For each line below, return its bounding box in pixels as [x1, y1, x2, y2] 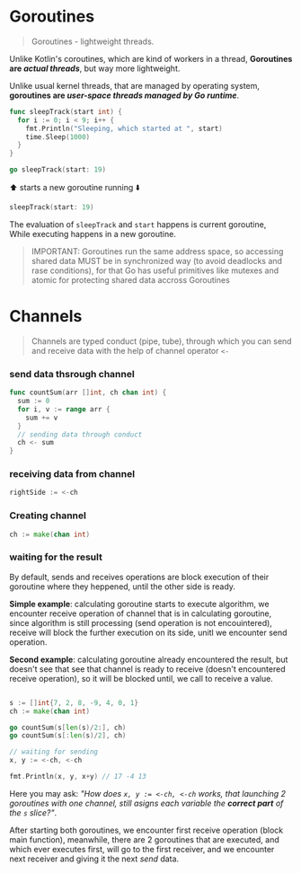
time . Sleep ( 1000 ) [25, 132, 91, 141]
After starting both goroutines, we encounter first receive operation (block [9, 824, 284, 835]
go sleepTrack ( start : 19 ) [9, 165, 106, 174]
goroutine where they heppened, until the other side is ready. [9, 581, 236, 592]
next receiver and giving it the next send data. [9, 853, 180, 864]
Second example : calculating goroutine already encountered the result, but [9, 654, 288, 665]
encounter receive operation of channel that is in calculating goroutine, [9, 608, 272, 619]
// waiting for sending [9, 747, 99, 756]
